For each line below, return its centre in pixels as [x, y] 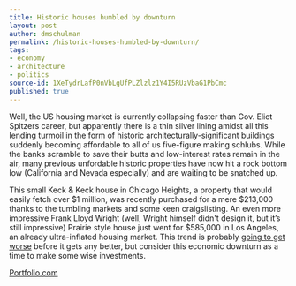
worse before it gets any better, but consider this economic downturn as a [144, 246]
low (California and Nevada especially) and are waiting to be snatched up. [144, 172]
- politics [29, 75]
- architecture [37, 67]
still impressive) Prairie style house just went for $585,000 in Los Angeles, [144, 227]
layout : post [33, 26]
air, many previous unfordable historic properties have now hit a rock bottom [148, 163]
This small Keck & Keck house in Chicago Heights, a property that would [140, 190]
